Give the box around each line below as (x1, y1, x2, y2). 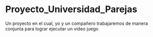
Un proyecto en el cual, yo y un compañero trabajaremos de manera (5, 20, 148, 26)
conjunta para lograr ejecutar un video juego (5, 25, 99, 31)
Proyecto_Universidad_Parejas (5, 4, 137, 15)
